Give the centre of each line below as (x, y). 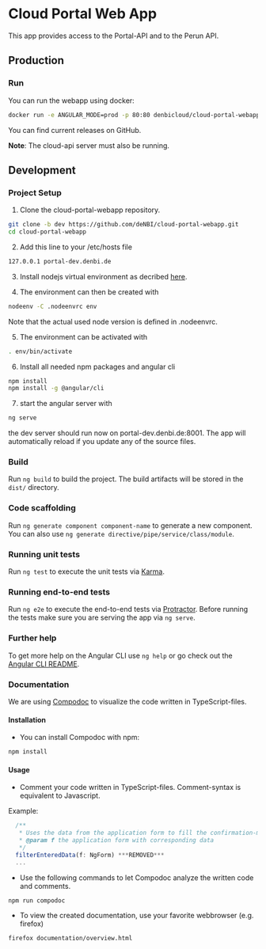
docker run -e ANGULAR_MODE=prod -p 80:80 (79, 115)
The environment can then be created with (89, 292)
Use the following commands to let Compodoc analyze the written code (137, 877)
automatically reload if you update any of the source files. (102, 442)
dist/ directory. (34, 488)
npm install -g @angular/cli (56, 389)
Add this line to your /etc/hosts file (76, 247)
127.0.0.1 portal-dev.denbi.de (60, 261)
